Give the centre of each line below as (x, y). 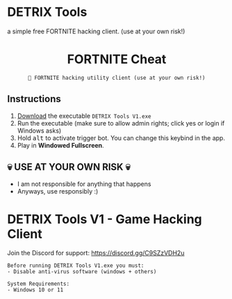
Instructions (34, 99)
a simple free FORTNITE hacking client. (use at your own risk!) (96, 31)
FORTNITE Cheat (117, 59)
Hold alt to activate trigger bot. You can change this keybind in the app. (121, 138)
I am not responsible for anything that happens (84, 184)
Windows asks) (39, 130)
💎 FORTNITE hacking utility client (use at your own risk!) (117, 78)
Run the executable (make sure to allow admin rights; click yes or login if (121, 123)
